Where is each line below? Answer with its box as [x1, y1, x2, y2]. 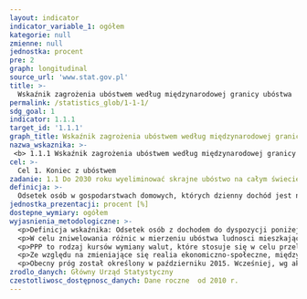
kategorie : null [9, 30, 71, 39]
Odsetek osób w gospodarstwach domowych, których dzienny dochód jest [17, 191, 292, 201]
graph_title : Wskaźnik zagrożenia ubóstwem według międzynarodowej [9, 132, 272, 141]
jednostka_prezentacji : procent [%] [9, 200, 149, 210]
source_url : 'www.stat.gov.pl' [9, 73, 129, 82]
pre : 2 [9, 56, 35, 65]
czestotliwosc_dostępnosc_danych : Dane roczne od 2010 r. [9, 276, 239, 285]
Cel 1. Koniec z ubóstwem [17, 166, 117, 175]
